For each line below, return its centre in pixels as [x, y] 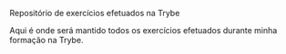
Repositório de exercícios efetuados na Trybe [95, 13]
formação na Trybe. [46, 40]
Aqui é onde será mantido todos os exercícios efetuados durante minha [143, 30]
